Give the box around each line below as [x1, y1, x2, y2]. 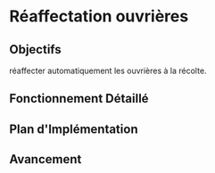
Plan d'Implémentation [9, 121, 138, 136]
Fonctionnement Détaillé [9, 91, 149, 106]
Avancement [9, 152, 82, 167]
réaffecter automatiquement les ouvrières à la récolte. [9, 65, 207, 76]
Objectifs [9, 42, 62, 57]
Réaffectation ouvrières [9, 6, 189, 27]
